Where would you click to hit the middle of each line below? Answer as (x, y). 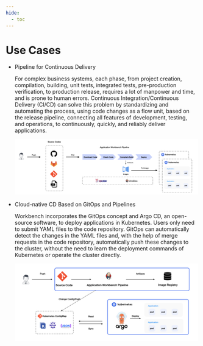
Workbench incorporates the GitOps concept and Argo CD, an (92, 216)
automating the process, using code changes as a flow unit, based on (102, 111)
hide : (12, 13)
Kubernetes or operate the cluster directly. (68, 255)
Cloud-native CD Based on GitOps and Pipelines (75, 205)
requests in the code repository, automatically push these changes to (101, 242)
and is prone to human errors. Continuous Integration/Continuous (97, 98)
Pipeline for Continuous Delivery (55, 67)
